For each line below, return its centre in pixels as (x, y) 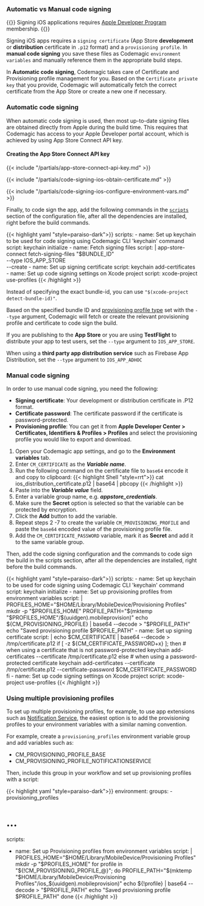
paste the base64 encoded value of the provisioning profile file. (93, 529)
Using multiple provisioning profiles (60, 698)
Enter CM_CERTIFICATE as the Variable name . (71, 464)
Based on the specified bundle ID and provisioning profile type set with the (100, 310)
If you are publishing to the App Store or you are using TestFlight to (92, 335)
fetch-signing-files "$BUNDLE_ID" (71, 254)
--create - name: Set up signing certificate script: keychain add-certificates (101, 267)
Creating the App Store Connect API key (58, 154)
